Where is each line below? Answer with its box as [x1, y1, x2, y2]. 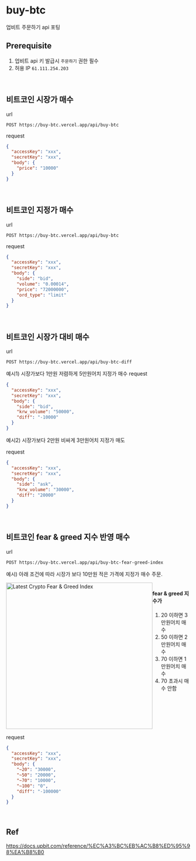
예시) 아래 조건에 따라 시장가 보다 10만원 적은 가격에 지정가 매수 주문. [6, 570, 163, 577]
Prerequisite [6, 41, 52, 51]
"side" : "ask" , [16, 481, 54, 488]
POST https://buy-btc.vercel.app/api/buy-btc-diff [6, 359, 132, 365]
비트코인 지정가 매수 [6, 205, 74, 215]
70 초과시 [160, 677, 183, 684]
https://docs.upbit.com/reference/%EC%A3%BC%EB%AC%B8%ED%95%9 [6, 842, 190, 849]
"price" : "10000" [16, 165, 59, 171]
